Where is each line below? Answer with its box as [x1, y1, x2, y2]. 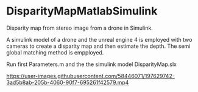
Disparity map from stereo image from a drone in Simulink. [6, 24, 154, 31]
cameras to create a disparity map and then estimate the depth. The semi [6, 42, 191, 50]
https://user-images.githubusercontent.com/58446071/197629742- [6, 72, 175, 79]
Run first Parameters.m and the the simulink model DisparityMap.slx [6, 61, 177, 68]
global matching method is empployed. [6, 48, 104, 56]
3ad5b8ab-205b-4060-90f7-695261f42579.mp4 [6, 79, 129, 86]
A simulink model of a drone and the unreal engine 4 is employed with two [6, 36, 193, 43]
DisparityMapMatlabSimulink [6, 4, 158, 18]
